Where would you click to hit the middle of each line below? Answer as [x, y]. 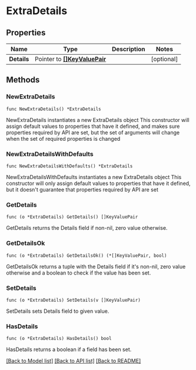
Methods [23, 80]
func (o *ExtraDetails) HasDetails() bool [59, 339]
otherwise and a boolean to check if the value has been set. [79, 273]
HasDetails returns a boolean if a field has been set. [69, 349]
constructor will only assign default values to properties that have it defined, [98, 183]
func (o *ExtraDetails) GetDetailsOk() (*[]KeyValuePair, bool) [87, 255]
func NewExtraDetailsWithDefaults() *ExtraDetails [69, 166]
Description [128, 49]
